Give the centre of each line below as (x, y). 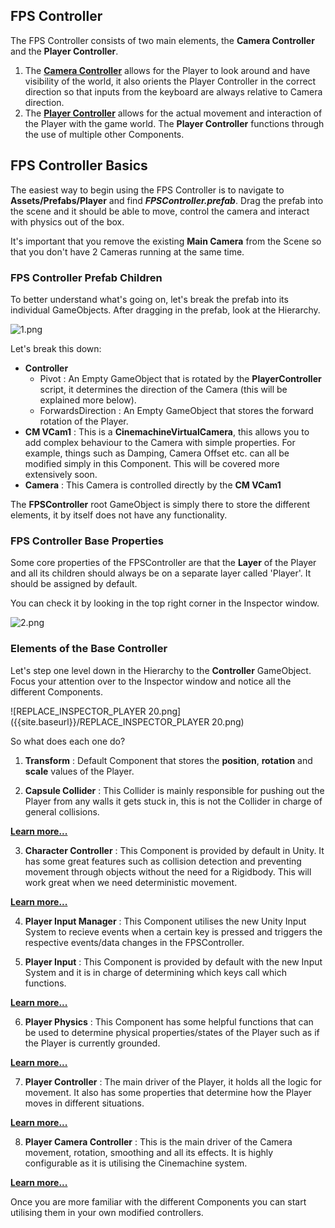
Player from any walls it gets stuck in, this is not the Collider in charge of (173, 801)
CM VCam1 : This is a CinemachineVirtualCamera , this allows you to (167, 431)
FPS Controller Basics (79, 165)
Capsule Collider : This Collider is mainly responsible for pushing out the (174, 790)
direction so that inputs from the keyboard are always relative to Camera (173, 91)
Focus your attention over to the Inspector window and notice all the (151, 681)
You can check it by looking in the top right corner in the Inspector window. (165, 603)
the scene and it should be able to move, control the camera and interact (160, 211)
